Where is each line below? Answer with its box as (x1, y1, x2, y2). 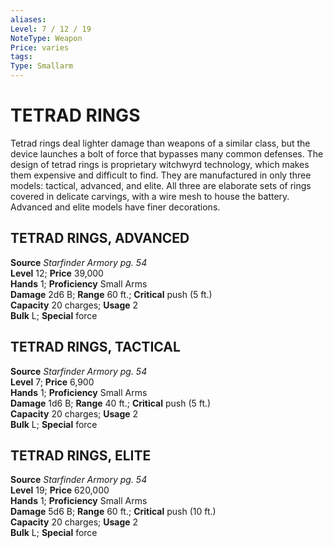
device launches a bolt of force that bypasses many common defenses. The (10, 147, 324, 160)
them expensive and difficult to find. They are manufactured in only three (10, 169, 312, 181)
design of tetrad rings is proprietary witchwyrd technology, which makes (10, 158, 310, 170)
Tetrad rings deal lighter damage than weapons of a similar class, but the (10, 137, 311, 149)
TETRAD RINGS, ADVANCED (10, 230, 190, 247)
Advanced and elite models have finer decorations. (10, 201, 221, 213)
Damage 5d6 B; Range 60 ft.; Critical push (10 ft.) (10, 506, 217, 518)
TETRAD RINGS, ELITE (10, 447, 152, 464)
